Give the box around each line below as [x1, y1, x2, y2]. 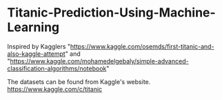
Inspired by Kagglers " [7, 42, 71, 50]
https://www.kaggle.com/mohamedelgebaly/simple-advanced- [10, 57, 189, 65]
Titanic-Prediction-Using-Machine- [7, 5, 216, 21]
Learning [7, 19, 60, 35]
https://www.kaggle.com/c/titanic [7, 85, 103, 93]
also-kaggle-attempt [7, 50, 65, 58]
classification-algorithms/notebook [7, 64, 107, 72]
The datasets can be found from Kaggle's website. [7, 77, 151, 86]
